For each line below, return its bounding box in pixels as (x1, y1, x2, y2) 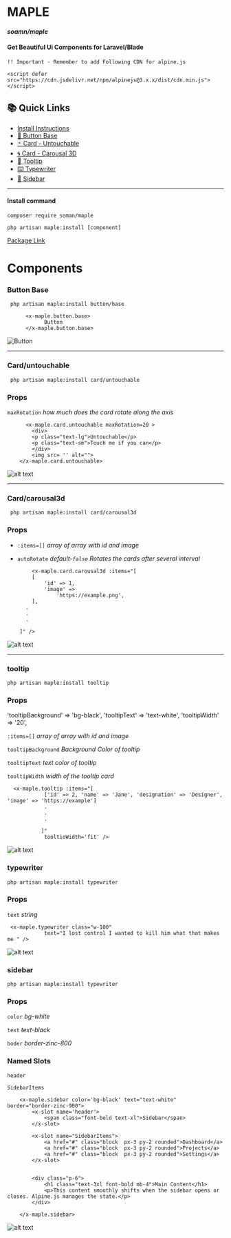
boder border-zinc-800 (7, 1039, 72, 1047)
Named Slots (7, 1056, 52, 1066)
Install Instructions (16, 124, 70, 132)
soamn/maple (7, 27, 48, 35)
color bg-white (7, 1012, 50, 1021)
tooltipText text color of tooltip (7, 759, 97, 767)
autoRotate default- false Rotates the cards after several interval (16, 554, 201, 563)
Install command (7, 197, 56, 205)
